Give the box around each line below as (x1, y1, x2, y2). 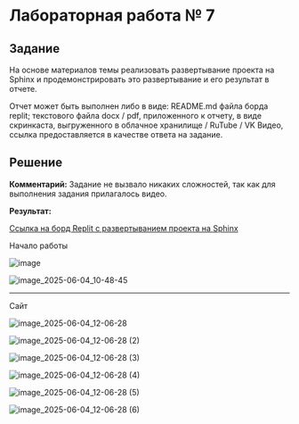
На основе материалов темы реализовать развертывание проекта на (9, 64, 275, 75)
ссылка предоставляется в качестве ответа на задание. (9, 129, 223, 139)
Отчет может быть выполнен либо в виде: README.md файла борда (9, 101, 269, 112)
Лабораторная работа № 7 (9, 5, 215, 26)
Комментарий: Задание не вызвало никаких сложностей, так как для (9, 179, 276, 189)
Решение (9, 155, 63, 170)
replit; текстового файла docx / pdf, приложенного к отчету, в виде (9, 111, 263, 121)
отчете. (9, 84, 37, 94)
